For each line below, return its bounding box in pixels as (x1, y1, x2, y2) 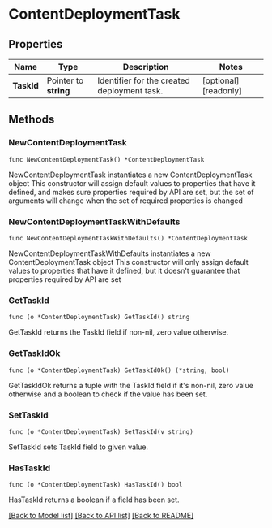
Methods (8, 113, 55, 127)
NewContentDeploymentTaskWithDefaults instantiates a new (8, 249, 212, 258)
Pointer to (46, 75, 84, 86)
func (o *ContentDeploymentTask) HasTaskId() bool (8, 481, 183, 489)
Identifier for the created (96, 75, 190, 86)
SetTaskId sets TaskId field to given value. (8, 442, 148, 452)
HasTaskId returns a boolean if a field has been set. (8, 495, 180, 504)
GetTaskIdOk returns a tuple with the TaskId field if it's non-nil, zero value (8, 380, 253, 390)
